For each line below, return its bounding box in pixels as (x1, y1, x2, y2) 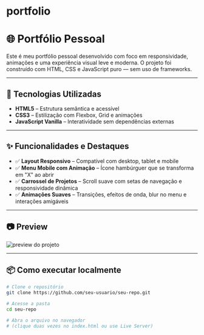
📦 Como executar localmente (6, 264, 121, 275)
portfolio (6, 4, 51, 18)
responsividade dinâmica (15, 184, 78, 192)
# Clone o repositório (6, 284, 64, 290)
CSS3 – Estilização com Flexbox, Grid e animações (15, 111, 143, 119)
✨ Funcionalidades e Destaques (6, 141, 129, 151)
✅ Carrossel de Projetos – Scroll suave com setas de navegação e (15, 178, 182, 185)
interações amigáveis (15, 198, 69, 205)
